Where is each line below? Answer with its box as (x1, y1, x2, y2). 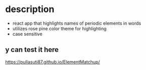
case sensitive (12, 31, 43, 37)
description (5, 4, 54, 15)
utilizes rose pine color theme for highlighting (12, 25, 107, 31)
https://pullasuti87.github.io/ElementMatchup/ (5, 59, 100, 65)
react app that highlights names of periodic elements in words (12, 20, 141, 26)
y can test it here (5, 45, 59, 54)
